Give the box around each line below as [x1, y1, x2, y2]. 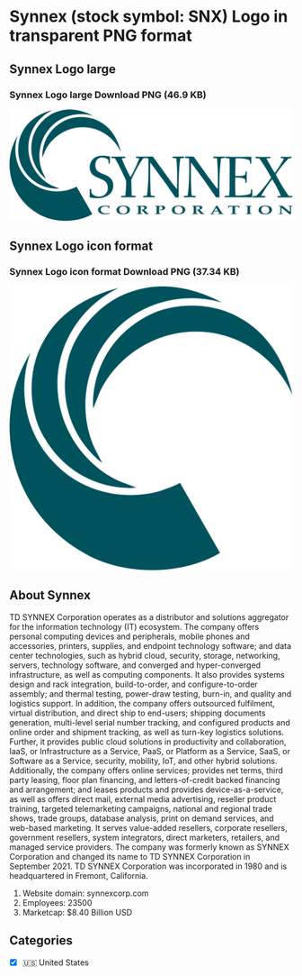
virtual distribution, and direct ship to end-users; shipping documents [9, 707, 266, 718]
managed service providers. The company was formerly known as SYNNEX [9, 841, 289, 853]
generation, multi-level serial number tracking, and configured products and [9, 716, 290, 727]
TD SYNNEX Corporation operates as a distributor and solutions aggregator [9, 611, 289, 623]
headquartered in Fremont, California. [9, 870, 148, 880]
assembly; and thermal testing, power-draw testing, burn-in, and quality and [9, 688, 292, 699]
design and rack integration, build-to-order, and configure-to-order [9, 679, 258, 689]
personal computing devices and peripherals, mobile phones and [9, 631, 250, 642]
